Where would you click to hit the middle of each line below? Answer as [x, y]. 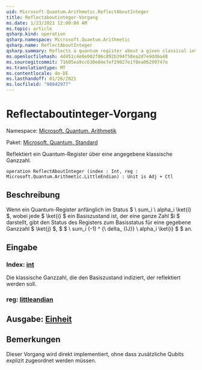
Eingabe [22, 248]
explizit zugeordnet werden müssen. [51, 360]
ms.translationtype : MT [36, 68]
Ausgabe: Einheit [39, 319]
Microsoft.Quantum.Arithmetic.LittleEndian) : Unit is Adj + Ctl [90, 177]
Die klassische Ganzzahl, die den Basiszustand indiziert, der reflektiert [93, 277]
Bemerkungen [34, 340]
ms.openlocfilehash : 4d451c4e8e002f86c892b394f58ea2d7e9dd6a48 [87, 56]
